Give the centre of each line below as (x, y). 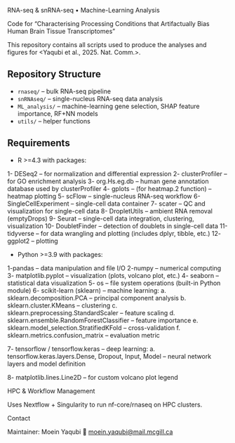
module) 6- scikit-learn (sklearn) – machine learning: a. (87, 290)
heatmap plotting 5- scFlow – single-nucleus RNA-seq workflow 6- (104, 196)
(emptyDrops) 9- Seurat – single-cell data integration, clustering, (101, 218)
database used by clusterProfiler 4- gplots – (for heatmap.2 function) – (109, 188)
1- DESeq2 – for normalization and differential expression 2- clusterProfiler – (117, 173)
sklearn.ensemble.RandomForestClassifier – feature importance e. (103, 320)
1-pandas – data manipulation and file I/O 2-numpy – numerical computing (114, 268)
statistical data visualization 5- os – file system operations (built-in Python (114, 283)
